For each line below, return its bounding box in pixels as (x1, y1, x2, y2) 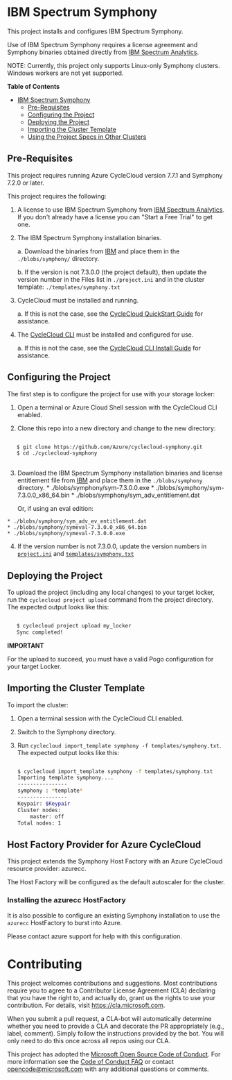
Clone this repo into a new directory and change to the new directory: (17, 424, 216, 432)
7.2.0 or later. (7, 178, 45, 187)
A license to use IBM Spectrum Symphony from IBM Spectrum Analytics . (17, 205, 225, 214)
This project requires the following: (7, 192, 107, 200)
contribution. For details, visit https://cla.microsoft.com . (7, 1001, 166, 1010)
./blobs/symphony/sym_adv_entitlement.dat (75, 491, 200, 500)
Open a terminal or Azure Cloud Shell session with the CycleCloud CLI (17, 403, 217, 412)
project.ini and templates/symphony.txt (17, 550, 134, 558)
